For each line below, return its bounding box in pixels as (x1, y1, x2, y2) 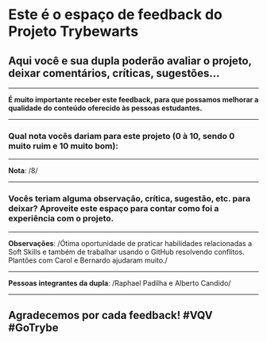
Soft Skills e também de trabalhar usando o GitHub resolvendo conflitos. (8, 247, 245, 256)
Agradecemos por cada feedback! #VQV (8, 308, 213, 322)
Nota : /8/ (8, 166, 38, 175)
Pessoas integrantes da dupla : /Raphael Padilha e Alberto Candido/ (8, 278, 231, 287)
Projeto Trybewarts (8, 22, 139, 40)
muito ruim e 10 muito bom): (8, 140, 119, 152)
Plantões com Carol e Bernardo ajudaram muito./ (8, 256, 168, 265)
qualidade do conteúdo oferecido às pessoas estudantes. (8, 103, 203, 113)
